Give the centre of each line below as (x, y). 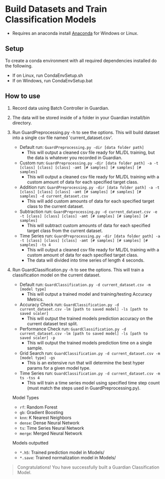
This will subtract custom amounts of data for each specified (88, 225)
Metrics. (35, 299)
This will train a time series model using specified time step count (93, 382)
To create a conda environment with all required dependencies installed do (81, 61)
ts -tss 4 (30, 378)
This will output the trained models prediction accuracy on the (90, 318)
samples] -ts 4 (35, 245)
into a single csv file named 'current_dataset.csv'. (63, 137)
